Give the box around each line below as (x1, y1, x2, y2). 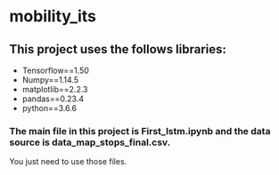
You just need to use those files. (9, 156, 127, 167)
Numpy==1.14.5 (21, 75, 78, 85)
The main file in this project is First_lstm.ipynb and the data (9, 124, 271, 137)
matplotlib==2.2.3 (21, 84, 88, 94)
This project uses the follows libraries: (9, 42, 227, 57)
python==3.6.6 (21, 103, 78, 113)
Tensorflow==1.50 (21, 65, 89, 76)
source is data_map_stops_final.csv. (9, 136, 171, 148)
